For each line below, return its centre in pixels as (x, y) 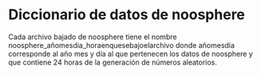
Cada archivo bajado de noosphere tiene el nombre (93, 37)
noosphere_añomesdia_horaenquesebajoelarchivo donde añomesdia (122, 45)
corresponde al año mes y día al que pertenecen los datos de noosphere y (130, 53)
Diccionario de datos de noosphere (127, 15)
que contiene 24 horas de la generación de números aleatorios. (113, 62)
